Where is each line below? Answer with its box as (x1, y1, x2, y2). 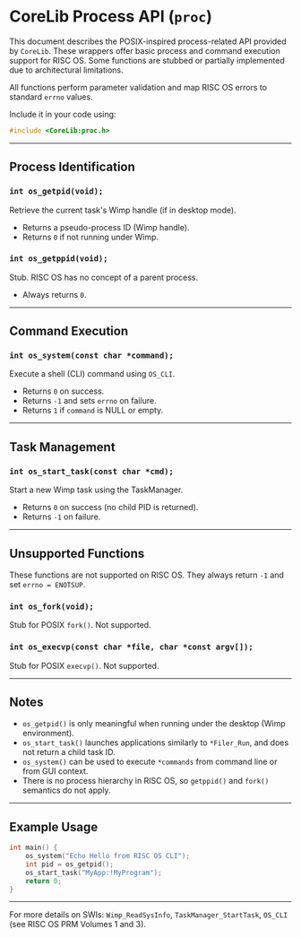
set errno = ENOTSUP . (9, 578, 86, 589)
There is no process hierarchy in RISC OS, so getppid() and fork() (21, 776, 270, 786)
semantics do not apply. (21, 785, 111, 795)
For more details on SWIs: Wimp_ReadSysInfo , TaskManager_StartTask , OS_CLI (9, 909, 288, 920)
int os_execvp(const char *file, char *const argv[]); (9, 642, 254, 652)
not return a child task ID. (21, 747, 116, 758)
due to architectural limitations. (9, 65, 124, 75)
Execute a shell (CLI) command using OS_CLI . (9, 369, 176, 379)
